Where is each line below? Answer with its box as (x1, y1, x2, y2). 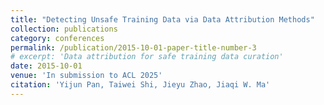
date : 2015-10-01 (10, 61, 83, 71)
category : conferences (10, 33, 105, 43)
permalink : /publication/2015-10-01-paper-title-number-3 (10, 42, 257, 53)
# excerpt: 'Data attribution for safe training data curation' (10, 52, 284, 62)
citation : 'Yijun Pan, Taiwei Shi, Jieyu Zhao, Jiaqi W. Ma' (10, 80, 271, 90)
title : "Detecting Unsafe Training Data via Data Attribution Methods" (10, 14, 315, 25)
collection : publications (10, 24, 118, 34)
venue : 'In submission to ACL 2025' (10, 71, 163, 81)
